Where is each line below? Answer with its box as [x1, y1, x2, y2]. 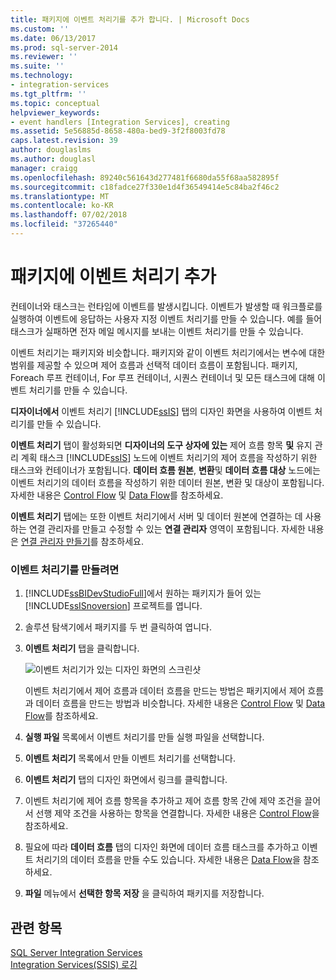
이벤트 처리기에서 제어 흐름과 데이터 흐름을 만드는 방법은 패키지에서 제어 [24, 685, 306, 697]
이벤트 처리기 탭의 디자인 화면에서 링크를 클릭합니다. [24, 774, 228, 786]
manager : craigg [10, 163, 78, 173]
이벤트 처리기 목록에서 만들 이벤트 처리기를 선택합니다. [24, 752, 236, 765]
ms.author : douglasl [10, 154, 97, 164]
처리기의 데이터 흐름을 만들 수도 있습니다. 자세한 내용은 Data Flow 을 [35, 854, 301, 866]
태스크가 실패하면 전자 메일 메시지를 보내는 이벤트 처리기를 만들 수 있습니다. [10, 325, 304, 337]
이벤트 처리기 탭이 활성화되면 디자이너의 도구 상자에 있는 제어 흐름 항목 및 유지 [10, 439, 313, 451]
